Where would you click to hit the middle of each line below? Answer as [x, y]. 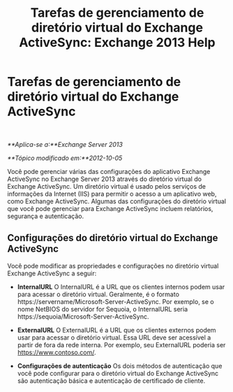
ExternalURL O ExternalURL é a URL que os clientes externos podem [116, 330]
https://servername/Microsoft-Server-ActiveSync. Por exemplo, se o [115, 301]
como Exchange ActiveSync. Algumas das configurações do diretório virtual [117, 201]
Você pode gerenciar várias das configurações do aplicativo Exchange [109, 171]
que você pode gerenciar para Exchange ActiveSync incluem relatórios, [110, 208]
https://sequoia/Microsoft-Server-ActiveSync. [83, 317]
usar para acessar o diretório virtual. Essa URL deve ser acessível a [114, 337]
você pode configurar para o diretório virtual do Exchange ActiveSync [118, 373]
